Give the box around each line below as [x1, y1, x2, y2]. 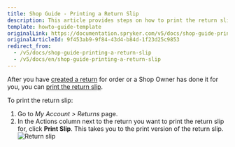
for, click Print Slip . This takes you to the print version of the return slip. [17, 124, 224, 133]
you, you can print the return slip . [7, 82, 104, 91]
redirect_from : [7, 43, 52, 50]
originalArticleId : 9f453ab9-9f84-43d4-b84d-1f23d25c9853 [7, 36, 180, 43]
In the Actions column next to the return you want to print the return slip [17, 117, 225, 125]
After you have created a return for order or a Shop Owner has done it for [7, 75, 219, 83]
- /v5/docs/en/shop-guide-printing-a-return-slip [13, 56, 161, 63]
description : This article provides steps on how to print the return [7, 17, 218, 24]
